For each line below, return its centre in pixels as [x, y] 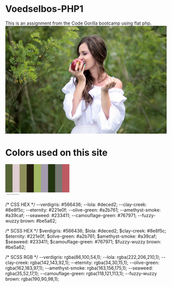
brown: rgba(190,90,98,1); [32, 279]
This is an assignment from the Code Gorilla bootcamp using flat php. [79, 23]
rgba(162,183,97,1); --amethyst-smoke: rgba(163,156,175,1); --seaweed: [79, 268]
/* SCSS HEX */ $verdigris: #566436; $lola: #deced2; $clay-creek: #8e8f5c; [86, 231]
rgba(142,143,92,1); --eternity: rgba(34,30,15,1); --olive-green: [95, 262]
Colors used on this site [57, 152]
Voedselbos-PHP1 [44, 9]
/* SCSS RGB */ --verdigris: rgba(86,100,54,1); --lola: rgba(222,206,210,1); [83, 257]
